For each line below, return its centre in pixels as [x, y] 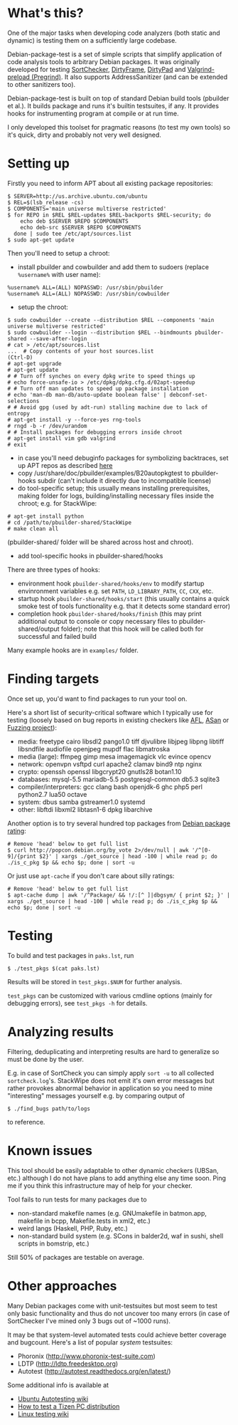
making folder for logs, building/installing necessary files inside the [116, 496]
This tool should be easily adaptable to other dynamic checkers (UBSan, [113, 1170]
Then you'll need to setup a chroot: [59, 253]
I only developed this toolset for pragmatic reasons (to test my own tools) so [119, 127]
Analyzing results [60, 1032]
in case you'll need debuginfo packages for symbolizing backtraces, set [123, 458]
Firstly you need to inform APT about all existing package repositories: [110, 183]
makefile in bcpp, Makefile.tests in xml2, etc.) [84, 1221]
